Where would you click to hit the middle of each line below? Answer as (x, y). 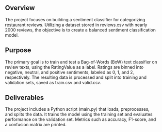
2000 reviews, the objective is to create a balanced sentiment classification (81, 30)
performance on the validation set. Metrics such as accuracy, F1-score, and (81, 119)
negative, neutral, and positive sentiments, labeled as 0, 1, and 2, (70, 72)
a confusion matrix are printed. (36, 125)
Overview (20, 8)
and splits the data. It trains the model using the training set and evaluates (79, 114)
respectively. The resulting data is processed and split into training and (76, 77)
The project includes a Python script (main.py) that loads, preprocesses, (77, 109)
